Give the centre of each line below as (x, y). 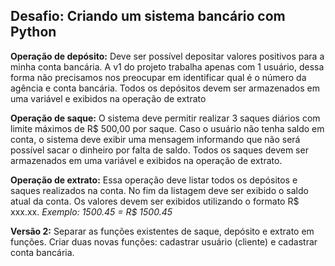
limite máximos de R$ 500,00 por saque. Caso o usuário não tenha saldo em (167, 128)
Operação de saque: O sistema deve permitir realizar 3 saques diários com (165, 118)
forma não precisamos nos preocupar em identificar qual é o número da (158, 77)
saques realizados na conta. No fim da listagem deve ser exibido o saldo (159, 190)
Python (33, 32)
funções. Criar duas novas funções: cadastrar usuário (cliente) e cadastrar (164, 241)
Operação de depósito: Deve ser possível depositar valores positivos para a (167, 56)
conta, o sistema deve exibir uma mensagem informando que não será (155, 139)
